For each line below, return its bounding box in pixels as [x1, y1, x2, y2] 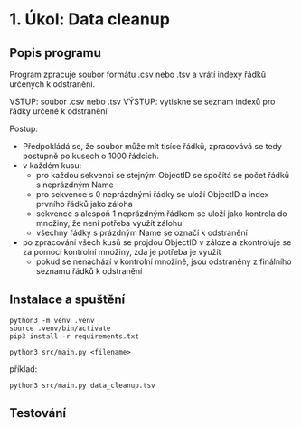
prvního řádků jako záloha [35, 199, 133, 209]
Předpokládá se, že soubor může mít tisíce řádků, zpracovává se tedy [22, 141, 283, 151]
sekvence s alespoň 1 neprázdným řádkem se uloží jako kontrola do [35, 208, 287, 219]
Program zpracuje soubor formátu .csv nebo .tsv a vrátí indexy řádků [9, 69, 267, 80]
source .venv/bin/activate [9, 324, 111, 333]
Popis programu [9, 45, 102, 61]
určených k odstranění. [9, 79, 96, 90]
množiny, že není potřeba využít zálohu [35, 218, 183, 228]
